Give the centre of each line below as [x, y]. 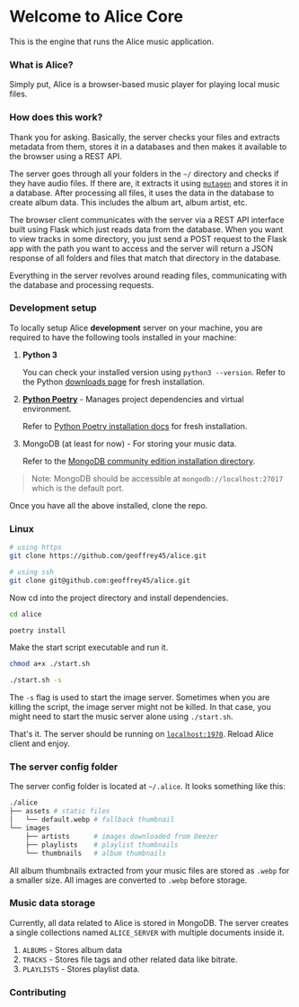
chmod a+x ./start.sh [50, 664]
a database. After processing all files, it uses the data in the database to [142, 193]
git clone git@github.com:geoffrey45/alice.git [100, 580]
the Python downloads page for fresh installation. [113, 382]
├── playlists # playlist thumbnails [102, 845]
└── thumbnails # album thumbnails [96, 853]
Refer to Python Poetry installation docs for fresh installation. [135, 426]
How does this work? [56, 117]
